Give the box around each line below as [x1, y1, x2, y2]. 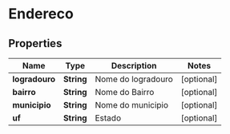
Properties [8, 37, 63, 50]
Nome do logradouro [95, 73, 174, 85]
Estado [95, 112, 122, 124]
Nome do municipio [95, 100, 169, 110]
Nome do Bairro [95, 87, 155, 97]
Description [111, 61, 157, 71]
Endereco [8, 5, 74, 23]
